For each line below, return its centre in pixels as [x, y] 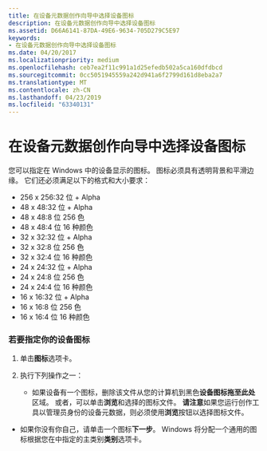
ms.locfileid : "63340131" [51, 105]
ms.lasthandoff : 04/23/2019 [55, 97]
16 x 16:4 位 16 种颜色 [55, 317]
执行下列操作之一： [51, 375]
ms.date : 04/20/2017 [43, 53]
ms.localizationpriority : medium [64, 61]
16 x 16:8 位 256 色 [51, 307]
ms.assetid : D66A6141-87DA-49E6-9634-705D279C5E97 [94, 30]
